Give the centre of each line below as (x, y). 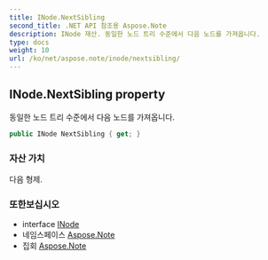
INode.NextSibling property (87, 95)
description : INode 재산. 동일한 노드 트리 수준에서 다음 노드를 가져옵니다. (135, 34)
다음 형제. (26, 179)
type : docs (29, 42)
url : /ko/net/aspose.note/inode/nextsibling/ (95, 59)
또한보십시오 (35, 204)
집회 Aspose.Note (54, 246)
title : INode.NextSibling (57, 17)
